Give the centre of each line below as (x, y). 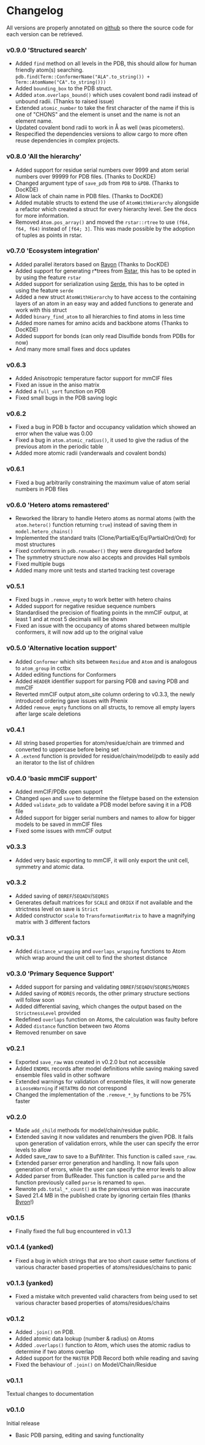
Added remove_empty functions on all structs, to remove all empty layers (105, 707)
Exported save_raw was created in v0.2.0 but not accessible (90, 1062)
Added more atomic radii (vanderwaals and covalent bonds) (91, 453)
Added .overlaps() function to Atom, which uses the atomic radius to (103, 1345)
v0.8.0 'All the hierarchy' (44, 156)
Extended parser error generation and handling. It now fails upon (97, 1163)
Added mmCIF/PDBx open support (59, 792)
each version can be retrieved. (45, 34)
